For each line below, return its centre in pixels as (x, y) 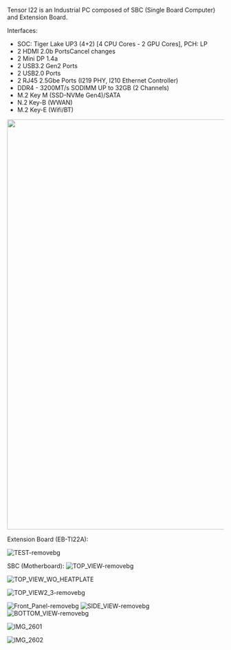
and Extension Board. (37, 17)
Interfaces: (22, 31)
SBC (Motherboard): (36, 566)
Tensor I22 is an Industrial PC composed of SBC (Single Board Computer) (111, 10)
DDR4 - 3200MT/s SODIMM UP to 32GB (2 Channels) (93, 88)
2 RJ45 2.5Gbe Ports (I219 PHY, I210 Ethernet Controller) (98, 81)
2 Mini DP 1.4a (37, 59)
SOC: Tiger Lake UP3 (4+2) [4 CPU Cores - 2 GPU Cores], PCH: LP (112, 44)
